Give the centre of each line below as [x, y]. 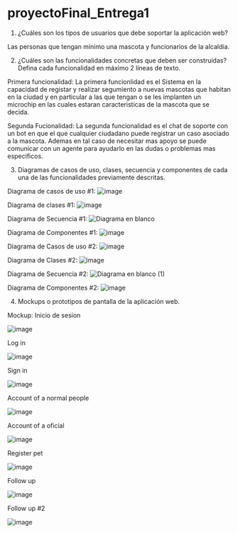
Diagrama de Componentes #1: [53, 232]
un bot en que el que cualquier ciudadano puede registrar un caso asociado [118, 133]
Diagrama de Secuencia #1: [47, 218]
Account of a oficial [36, 426]
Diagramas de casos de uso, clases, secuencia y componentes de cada [123, 169]
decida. [18, 112]
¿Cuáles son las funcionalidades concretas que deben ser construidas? [122, 60]
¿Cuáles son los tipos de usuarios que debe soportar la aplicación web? [123, 33]
